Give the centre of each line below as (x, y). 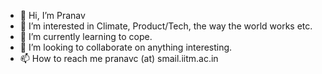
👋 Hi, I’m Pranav (52, 15)
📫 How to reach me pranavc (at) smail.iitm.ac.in (119, 58)
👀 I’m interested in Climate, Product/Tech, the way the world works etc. (166, 26)
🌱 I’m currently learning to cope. (86, 36)
